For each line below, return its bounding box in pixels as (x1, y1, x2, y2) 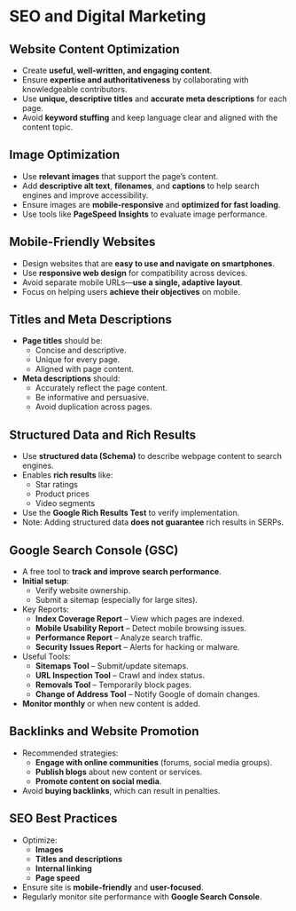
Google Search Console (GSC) (9, 543, 179, 558)
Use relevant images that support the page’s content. (21, 170, 219, 181)
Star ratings (35, 479, 78, 490)
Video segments (35, 498, 96, 509)
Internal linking (35, 863, 93, 874)
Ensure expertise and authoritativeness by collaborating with (21, 75, 250, 85)
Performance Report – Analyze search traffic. (35, 632, 204, 643)
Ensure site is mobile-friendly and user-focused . (21, 882, 204, 892)
